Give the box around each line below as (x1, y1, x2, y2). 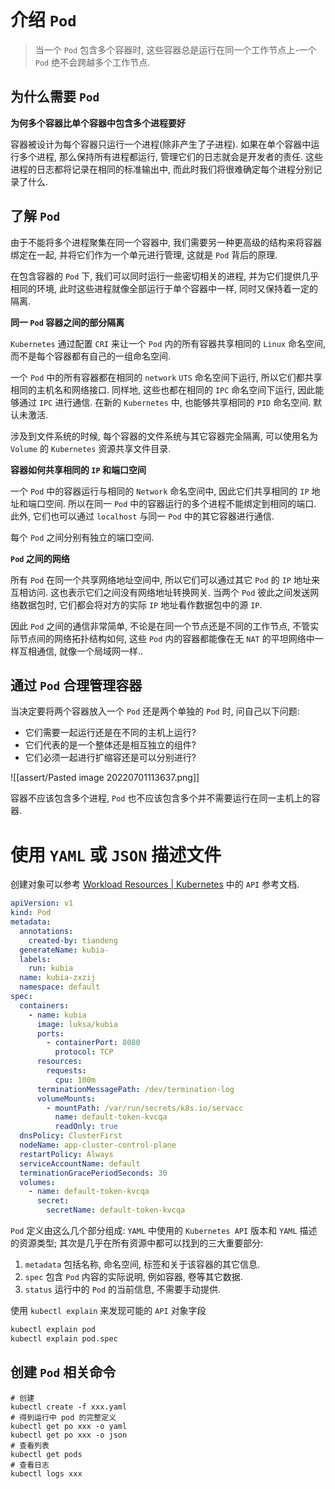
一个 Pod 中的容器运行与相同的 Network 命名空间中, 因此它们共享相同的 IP (10, 485, 310, 497)
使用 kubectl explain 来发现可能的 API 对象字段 (10, 1305, 207, 1317)
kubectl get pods (10, 1449, 83, 1459)
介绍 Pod (10, 9, 77, 32)
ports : (36, 1028, 65, 1039)
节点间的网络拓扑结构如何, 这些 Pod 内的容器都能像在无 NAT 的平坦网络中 (18, 632, 315, 644)
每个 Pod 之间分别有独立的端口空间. (10, 531, 155, 543)
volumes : (19, 1177, 56, 1187)
